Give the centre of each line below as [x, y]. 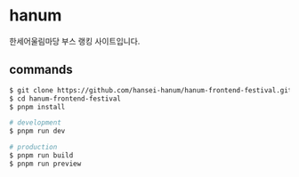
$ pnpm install [37, 107]
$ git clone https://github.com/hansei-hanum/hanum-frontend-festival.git [151, 90]
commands [41, 70]
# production [33, 148]
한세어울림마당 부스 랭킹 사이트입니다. [75, 41]
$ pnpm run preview [45, 164]
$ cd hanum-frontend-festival [65, 99]
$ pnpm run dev [37, 131]
